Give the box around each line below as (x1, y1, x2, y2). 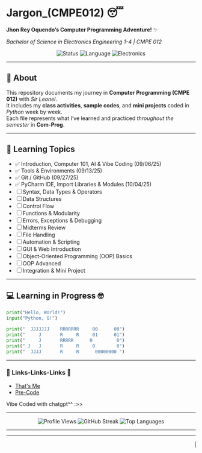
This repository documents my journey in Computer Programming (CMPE (6, 89, 190, 96)
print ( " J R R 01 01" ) (6, 332, 125, 338)
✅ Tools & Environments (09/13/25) (14, 166, 102, 174)
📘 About (6, 73, 37, 83)
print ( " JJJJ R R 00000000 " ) (6, 349, 125, 355)
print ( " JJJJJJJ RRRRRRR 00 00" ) (6, 326, 125, 332)
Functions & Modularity (22, 209, 80, 217)
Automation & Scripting (22, 238, 80, 246)
